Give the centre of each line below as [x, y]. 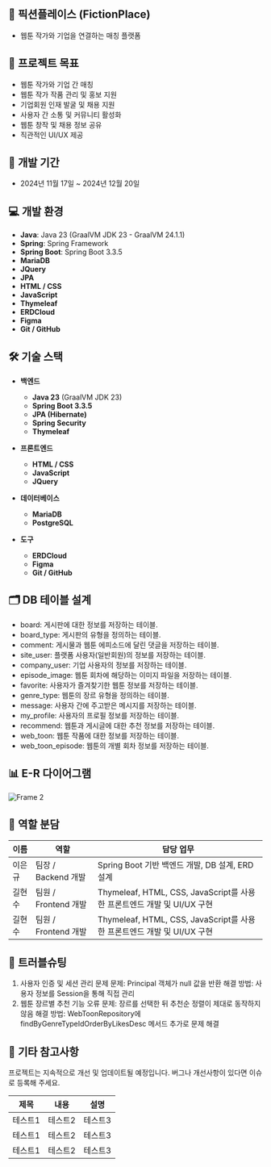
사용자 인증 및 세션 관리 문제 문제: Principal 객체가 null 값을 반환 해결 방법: [137, 984]
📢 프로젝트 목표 [44, 63]
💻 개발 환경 [36, 211]
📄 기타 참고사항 [44, 1052]
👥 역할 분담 [34, 824]
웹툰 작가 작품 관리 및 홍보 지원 [68, 94]
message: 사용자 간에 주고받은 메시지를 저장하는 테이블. [108, 705]
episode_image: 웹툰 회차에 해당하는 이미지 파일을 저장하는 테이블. [126, 675]
